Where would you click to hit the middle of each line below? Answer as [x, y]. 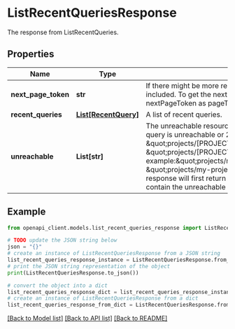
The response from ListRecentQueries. [63, 32]
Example [27, 212]
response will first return [186, 178]
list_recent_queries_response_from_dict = [70, 305]
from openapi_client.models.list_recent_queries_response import [104, 228]
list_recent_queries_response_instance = [69, 260]
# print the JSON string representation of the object [89, 266]
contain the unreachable [186, 187]
